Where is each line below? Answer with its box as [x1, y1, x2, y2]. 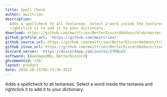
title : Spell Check [5, 7, 46, 12]
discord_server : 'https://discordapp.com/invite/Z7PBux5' [5, 49, 128, 54]
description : [5, 16, 32, 21]
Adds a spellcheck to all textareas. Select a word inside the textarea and [5, 81, 153, 87]
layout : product [5, 63, 39, 68]
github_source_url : [5, 40, 46, 45]
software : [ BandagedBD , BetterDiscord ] [5, 53, 88, 59]
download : [5, 30, 26, 35]
